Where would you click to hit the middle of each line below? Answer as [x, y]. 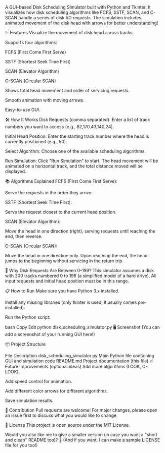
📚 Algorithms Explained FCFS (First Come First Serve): [61, 181]
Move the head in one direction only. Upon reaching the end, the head [76, 255]
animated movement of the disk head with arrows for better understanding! [82, 23]
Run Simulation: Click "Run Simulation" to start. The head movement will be [82, 161]
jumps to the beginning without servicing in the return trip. [64, 261]
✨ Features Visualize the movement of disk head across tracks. [70, 32]
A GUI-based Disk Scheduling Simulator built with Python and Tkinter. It [78, 7]
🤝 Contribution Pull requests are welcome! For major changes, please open [81, 410]
